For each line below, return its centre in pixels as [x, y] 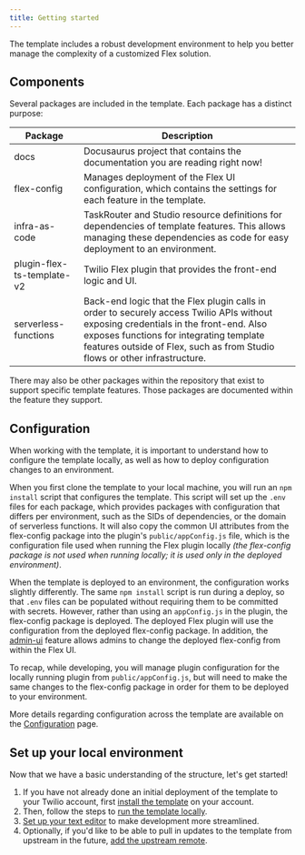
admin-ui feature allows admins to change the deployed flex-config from [145, 640]
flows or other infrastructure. [145, 358]
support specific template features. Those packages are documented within [151, 390]
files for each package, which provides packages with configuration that [145, 507]
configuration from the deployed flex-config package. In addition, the [139, 631]
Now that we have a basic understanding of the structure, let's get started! [149, 775]
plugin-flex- [41, 264]
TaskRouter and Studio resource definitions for [183, 215]
